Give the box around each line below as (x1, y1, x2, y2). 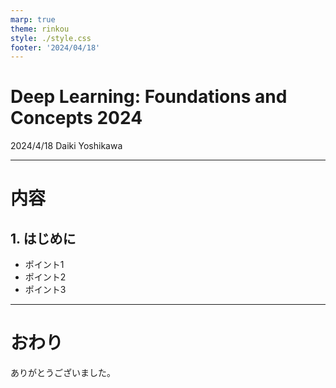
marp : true (10, 14, 56, 25)
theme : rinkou (10, 24, 70, 34)
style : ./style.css (10, 33, 92, 43)
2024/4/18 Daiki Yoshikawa (10, 140, 123, 152)
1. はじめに (10, 230, 77, 247)
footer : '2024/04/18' (10, 42, 101, 53)
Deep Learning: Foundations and (10, 86, 288, 108)
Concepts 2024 (10, 107, 143, 130)
